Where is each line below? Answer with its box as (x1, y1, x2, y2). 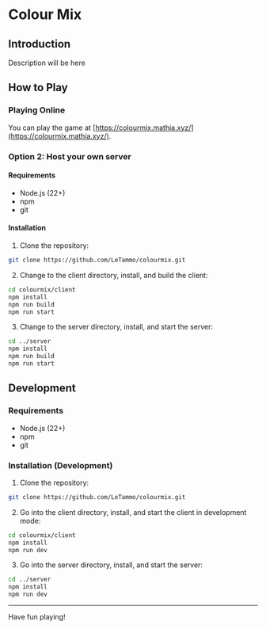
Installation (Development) (8, 459, 113, 471)
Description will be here (8, 58, 85, 67)
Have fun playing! (8, 612, 66, 621)
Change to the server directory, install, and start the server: (19, 322, 214, 332)
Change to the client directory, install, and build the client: (19, 270, 208, 280)
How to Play (8, 81, 69, 94)
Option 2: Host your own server (8, 151, 132, 162)
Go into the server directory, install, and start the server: (19, 560, 203, 570)
